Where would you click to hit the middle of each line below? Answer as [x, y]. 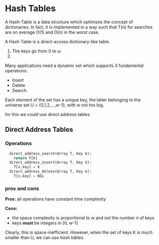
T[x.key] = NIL [29, 176]
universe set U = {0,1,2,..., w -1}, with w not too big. [55, 105]
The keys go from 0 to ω [36, 51]
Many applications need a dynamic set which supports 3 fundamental [74, 65]
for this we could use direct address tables [48, 114]
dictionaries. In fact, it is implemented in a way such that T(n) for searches [79, 27]
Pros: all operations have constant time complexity [56, 199]
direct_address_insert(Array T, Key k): [51, 163]
